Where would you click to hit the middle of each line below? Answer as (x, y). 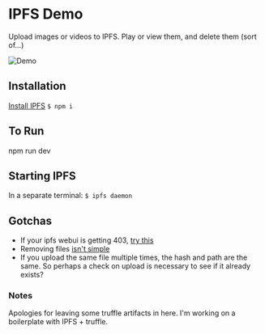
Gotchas (30, 220)
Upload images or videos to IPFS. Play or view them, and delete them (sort (132, 36)
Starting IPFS (42, 176)
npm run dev (30, 150)
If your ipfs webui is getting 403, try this (87, 240)
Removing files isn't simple (65, 249)
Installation (37, 86)
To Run (26, 131)
